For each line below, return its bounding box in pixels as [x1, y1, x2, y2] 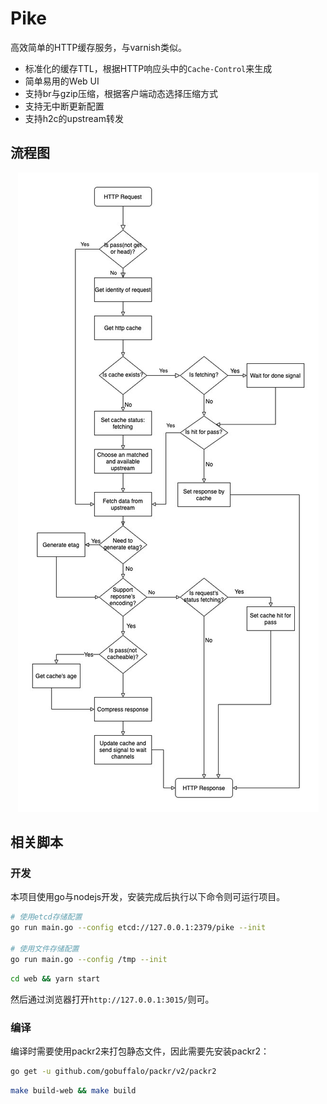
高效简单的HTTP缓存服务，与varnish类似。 [10, 41, 187, 53]
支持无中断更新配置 [24, 100, 105, 112]
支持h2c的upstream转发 [24, 112, 124, 124]
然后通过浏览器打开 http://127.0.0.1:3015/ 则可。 [10, 993, 215, 1005]
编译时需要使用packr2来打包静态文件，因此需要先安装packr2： [10, 1045, 270, 1057]
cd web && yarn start [10, 973, 101, 984]
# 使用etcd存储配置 [10, 912, 83, 922]
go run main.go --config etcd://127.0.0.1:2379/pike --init [10, 923, 267, 933]
